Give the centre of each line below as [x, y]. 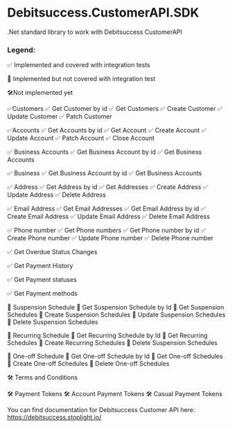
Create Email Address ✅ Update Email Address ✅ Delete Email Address [108, 217]
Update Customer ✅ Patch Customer [60, 116]
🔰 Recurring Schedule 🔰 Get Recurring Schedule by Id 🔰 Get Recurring [107, 336]
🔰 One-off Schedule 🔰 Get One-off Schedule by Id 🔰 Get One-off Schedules [115, 356]
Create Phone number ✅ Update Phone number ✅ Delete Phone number [110, 238]
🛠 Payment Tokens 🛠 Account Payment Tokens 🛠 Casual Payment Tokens [115, 394]
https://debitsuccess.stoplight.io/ [54, 418]
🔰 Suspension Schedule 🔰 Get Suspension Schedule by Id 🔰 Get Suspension [116, 307]
